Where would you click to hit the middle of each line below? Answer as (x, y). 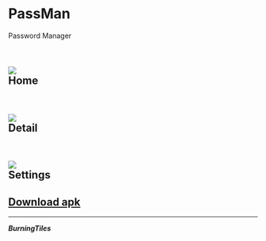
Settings (30, 175)
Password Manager (40, 36)
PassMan (40, 14)
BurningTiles (30, 228)
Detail (23, 128)
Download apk (44, 202)
